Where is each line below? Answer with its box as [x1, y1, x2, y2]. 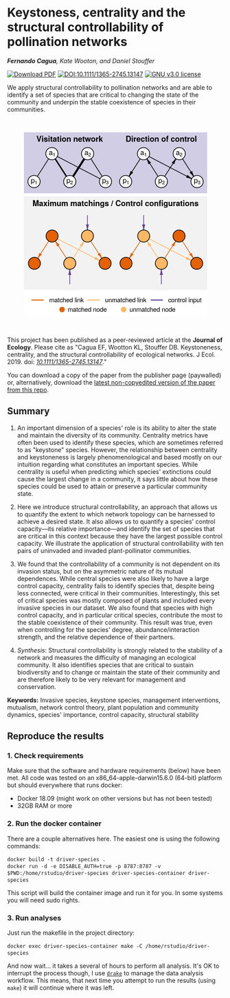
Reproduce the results [7, 730, 104, 742]
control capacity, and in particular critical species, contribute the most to [16, 611, 223, 619]
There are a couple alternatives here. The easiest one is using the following [7, 835, 220, 843]
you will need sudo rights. [7, 896, 80, 904]
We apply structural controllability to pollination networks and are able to [7, 83, 213, 91]
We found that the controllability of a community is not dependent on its [16, 560, 220, 568]
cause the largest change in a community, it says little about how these [16, 475, 218, 483]
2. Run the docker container [7, 819, 102, 828]
